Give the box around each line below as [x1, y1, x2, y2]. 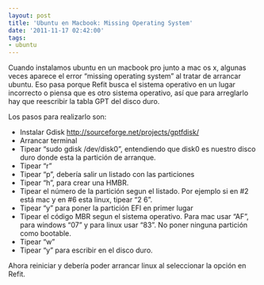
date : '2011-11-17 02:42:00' [8, 26, 105, 34]
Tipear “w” [19, 237, 55, 247]
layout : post [8, 11, 52, 20]
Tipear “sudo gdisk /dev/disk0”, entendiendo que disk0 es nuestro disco [19, 144, 256, 154]
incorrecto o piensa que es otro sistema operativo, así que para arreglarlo [8, 88, 249, 98]
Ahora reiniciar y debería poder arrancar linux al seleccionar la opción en [8, 261, 247, 271]
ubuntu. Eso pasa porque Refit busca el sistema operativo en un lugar [8, 80, 236, 90]
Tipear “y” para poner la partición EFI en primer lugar [19, 203, 193, 213]
